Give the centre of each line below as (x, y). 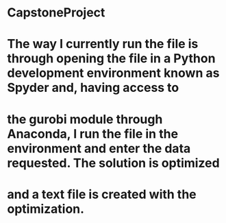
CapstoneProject (56, 13)
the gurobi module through (85, 119)
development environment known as (113, 73)
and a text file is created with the (102, 194)
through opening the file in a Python (111, 59)
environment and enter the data (99, 148)
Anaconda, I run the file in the (93, 133)
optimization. (46, 209)
